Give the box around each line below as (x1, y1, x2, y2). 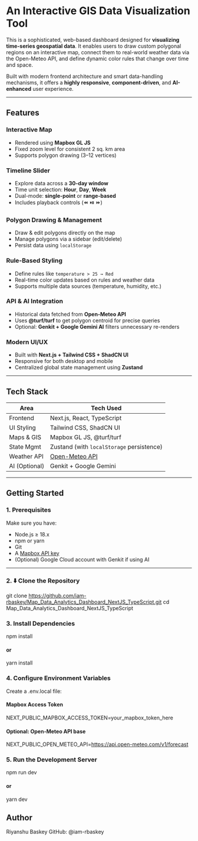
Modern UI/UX (6, 338, 48, 346)
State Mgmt (9, 443, 41, 451)
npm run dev (6, 769, 37, 776)
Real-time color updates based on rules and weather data (14, 276, 155, 283)
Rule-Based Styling (6, 257, 63, 265)
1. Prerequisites (6, 506, 51, 514)
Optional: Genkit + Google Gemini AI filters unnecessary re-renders (14, 323, 180, 330)
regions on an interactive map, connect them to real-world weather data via (6, 48, 190, 55)
